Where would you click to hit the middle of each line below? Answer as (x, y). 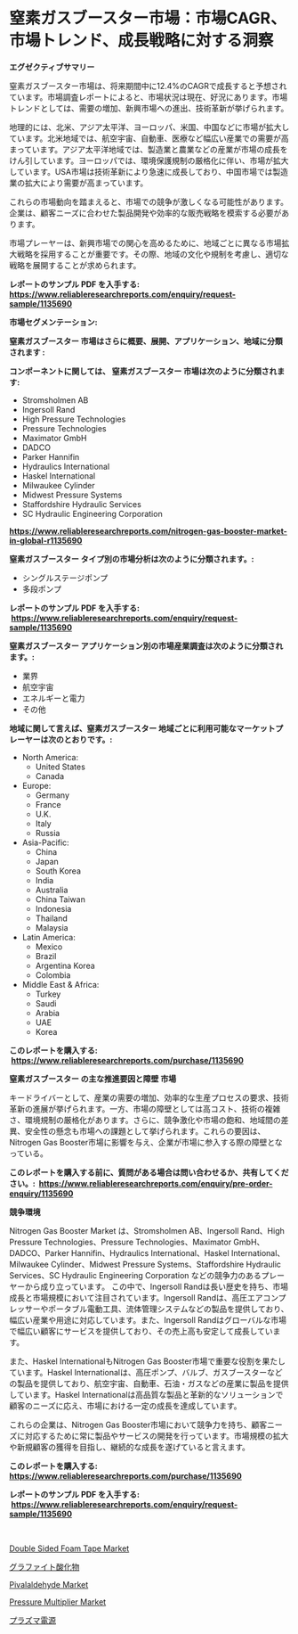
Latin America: (48, 937)
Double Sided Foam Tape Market (69, 1548)
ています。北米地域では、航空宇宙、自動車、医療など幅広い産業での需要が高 (149, 138)
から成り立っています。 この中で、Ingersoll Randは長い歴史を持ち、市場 (157, 1286)
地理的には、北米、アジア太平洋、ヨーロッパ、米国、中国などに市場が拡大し (149, 127)
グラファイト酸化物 (44, 1566)
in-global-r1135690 (46, 540)
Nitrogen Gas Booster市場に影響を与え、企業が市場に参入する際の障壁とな (146, 1142)
